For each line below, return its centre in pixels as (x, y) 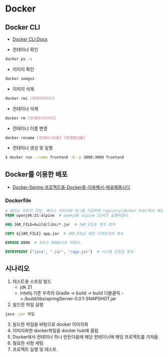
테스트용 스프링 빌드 (32, 281)
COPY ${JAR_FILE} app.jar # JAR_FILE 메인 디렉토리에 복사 (64, 233)
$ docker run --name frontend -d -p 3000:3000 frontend (64, 157)
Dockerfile (18, 200)
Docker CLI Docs (30, 39)
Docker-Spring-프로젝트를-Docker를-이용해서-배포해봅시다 (71, 187)
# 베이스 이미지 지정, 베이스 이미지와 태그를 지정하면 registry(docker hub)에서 (80, 211)
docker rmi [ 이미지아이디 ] (30, 98)
